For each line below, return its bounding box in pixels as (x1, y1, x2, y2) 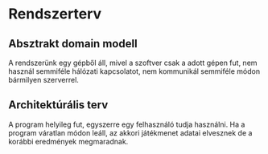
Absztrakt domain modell (8, 37, 138, 51)
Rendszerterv (8, 5, 102, 23)
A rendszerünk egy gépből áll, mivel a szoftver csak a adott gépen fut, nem (8, 58, 258, 67)
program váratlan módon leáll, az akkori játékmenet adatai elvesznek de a (8, 128, 253, 137)
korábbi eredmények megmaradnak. (8, 136, 129, 146)
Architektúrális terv (8, 98, 109, 112)
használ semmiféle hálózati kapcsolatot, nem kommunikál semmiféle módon (8, 67, 260, 76)
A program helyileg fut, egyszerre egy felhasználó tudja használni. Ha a (8, 120, 245, 129)
